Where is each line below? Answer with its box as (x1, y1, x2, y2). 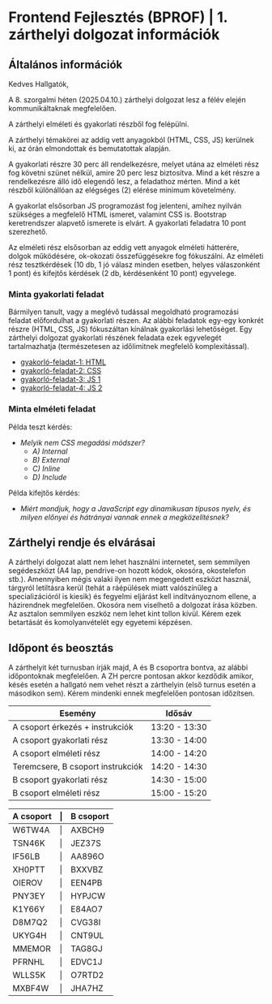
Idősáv (165, 708, 193, 719)
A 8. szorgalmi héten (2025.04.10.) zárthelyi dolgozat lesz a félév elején (8, 95, 247, 105)
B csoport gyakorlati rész (12, 774, 108, 786)
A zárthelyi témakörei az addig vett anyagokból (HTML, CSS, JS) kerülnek (8, 135, 255, 144)
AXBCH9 (70, 825, 105, 836)
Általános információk (8, 58, 123, 71)
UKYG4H (12, 930, 47, 942)
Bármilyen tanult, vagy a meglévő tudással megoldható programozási (8, 307, 239, 317)
